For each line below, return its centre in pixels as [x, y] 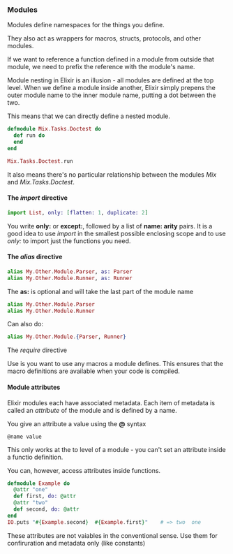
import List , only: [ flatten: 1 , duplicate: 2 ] [78, 212]
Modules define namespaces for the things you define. [86, 25]
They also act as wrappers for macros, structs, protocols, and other [104, 38]
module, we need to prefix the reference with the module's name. [101, 67]
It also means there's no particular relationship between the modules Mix [112, 174]
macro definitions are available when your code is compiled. [93, 371]
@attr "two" [31, 503]
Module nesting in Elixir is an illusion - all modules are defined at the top [111, 80]
